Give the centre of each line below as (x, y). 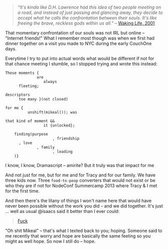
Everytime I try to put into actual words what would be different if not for (80, 58)
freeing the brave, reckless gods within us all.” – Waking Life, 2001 (86, 23)
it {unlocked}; (59, 125)
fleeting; (29, 86)
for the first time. (23, 191)
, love (25, 143)
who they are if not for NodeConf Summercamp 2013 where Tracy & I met (81, 185)
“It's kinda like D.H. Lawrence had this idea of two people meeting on (89, 7)
